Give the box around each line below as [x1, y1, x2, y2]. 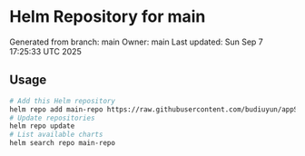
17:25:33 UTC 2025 [9, 45, 82, 56]
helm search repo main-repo [9, 139, 116, 148]
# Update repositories [9, 113, 95, 122]
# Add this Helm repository [9, 96, 116, 105]
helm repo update [9, 122, 75, 131]
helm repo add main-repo [9, 104, 103, 114]
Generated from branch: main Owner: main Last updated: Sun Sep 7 [9, 36, 263, 47]
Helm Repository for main [9, 6, 206, 27]
